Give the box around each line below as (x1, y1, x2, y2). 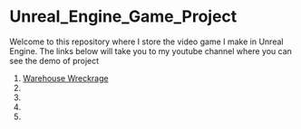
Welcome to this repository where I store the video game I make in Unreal (9, 36, 284, 47)
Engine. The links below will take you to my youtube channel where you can (9, 45, 293, 56)
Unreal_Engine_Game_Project (9, 6, 238, 27)
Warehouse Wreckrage (22, 72, 109, 83)
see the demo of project (9, 55, 100, 66)
